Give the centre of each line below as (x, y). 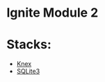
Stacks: (29, 45)
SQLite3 (28, 72)
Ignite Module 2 (52, 13)
